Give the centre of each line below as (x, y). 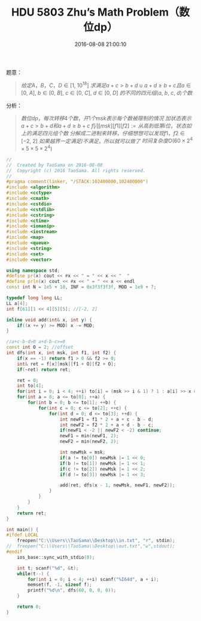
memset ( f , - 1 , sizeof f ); (60, 585)
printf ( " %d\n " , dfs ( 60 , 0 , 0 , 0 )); (72, 590)
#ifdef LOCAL (22, 535)
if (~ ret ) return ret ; (44, 369)
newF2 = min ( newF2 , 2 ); (89, 442)
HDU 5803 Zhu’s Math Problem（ (95, 12)
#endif (14, 552)
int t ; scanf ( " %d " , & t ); (48, 568)
